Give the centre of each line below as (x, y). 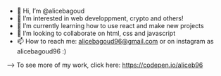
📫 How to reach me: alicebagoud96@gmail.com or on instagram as (115, 41)
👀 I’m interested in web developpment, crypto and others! (100, 18)
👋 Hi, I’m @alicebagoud (51, 11)
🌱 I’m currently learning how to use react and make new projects (110, 26)
